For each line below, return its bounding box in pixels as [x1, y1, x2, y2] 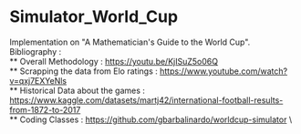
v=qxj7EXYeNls [9, 75, 67, 86]
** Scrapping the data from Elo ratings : [9, 66, 158, 77]
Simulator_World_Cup [9, 6, 179, 27]
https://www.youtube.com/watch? [159, 66, 288, 77]
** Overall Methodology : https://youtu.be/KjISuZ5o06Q [9, 56, 219, 67]
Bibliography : [9, 46, 62, 57]
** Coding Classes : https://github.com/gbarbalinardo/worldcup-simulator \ [9, 114, 293, 125]
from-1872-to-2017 [9, 104, 81, 115]
